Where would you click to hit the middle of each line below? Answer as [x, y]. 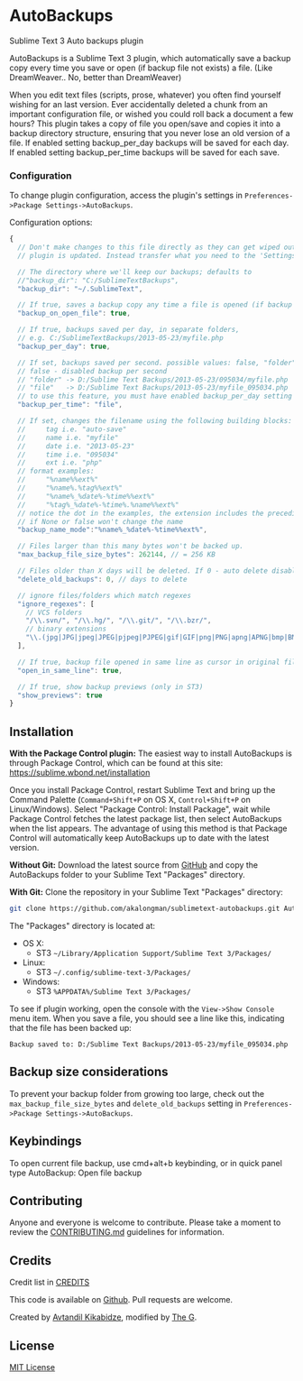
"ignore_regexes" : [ [56, 604]
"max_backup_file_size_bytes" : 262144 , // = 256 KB [117, 555]
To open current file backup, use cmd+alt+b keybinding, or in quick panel [146, 1163]
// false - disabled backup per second [92, 371]
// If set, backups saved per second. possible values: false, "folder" [157, 363]
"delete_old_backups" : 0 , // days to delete [102, 579]
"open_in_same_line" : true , [70, 670]
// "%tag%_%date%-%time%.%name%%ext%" [98, 505]
